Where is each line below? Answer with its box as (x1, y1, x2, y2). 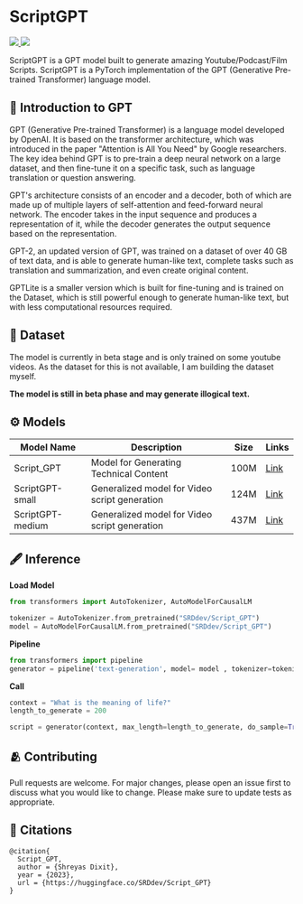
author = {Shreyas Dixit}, (17, 862, 119, 871)
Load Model (9, 580, 55, 591)
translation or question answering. (9, 172, 137, 182)
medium (14, 519, 49, 532)
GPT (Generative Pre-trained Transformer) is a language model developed (9, 124, 285, 135)
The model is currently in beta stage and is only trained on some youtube (9, 351, 281, 362)
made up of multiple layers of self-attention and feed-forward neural (9, 199, 263, 210)
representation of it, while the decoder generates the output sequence (9, 219, 271, 229)
